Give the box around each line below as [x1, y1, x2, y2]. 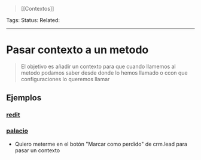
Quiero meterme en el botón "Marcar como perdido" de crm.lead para [14, 140, 187, 147]
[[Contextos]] [20, 5, 54, 12]
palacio [6, 127, 28, 135]
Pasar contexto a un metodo [6, 43, 149, 57]
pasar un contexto [14, 146, 60, 154]
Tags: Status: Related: [6, 17, 60, 23]
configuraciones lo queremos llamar [20, 75, 110, 82]
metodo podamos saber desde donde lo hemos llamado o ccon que [20, 69, 188, 76]
